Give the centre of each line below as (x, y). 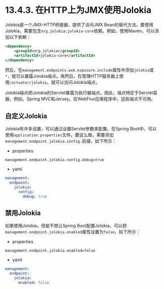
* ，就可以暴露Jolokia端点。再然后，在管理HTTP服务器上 (62, 76)
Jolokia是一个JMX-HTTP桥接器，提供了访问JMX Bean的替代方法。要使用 (79, 25)
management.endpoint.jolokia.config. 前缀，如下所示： (61, 141)
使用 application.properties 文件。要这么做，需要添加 (59, 135)
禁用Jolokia (23, 213)
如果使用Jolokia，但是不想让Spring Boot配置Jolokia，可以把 (66, 226)
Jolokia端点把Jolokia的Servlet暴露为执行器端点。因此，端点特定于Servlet (79, 93)
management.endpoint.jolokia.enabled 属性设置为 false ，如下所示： (73, 232)
